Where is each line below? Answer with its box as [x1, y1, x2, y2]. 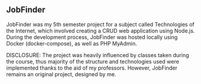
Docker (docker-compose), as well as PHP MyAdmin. [6, 40, 137, 47]
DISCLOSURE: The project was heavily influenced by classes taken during [6, 51, 189, 59]
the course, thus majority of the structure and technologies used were [6, 58, 179, 65]
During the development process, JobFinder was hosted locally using [6, 33, 178, 41]
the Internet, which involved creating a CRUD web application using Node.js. [6, 27, 195, 34]
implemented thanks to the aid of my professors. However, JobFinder [6, 64, 178, 71]
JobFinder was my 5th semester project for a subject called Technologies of [6, 20, 195, 28]
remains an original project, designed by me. [6, 70, 116, 77]
